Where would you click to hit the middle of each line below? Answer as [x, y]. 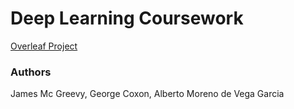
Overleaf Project [44, 46]
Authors [31, 72]
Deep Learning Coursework [127, 18]
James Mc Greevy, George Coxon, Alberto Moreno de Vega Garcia [147, 94]
